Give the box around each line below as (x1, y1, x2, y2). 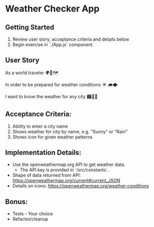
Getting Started (5, 23, 54, 32)
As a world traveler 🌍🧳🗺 (5, 70, 59, 76)
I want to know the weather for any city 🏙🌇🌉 (5, 93, 98, 99)
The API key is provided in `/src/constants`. (19, 167, 109, 173)
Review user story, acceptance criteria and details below (12, 36, 129, 42)
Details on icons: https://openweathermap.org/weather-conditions (12, 183, 149, 189)
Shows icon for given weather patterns (12, 134, 92, 140)
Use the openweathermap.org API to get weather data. (12, 161, 125, 168)
